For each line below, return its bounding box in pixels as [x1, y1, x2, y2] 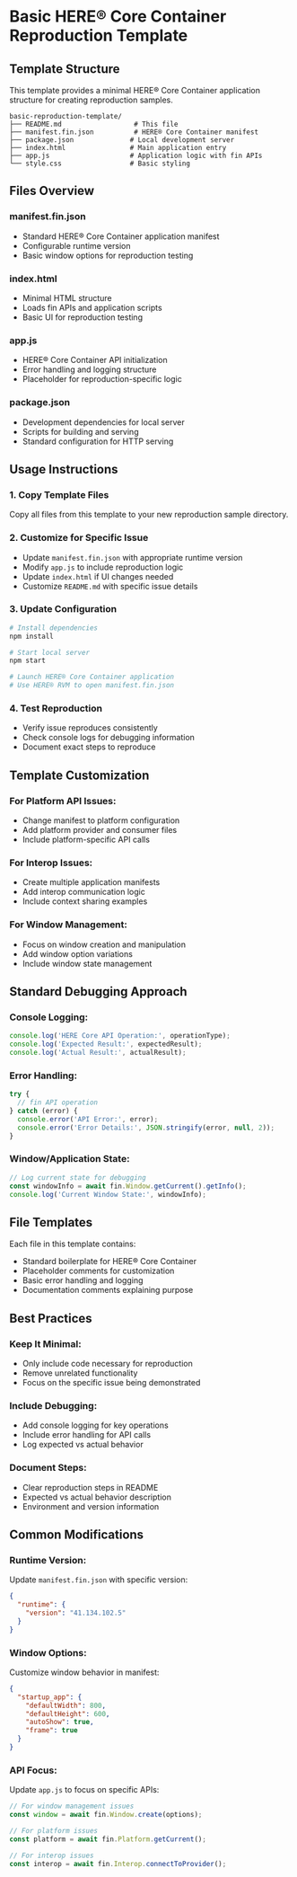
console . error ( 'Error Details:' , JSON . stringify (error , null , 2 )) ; [17, 1123, 275, 1132]
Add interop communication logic [22, 887, 145, 898]
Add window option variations [22, 948, 133, 959]
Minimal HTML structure [22, 292, 112, 303]
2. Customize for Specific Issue [9, 532, 149, 545]
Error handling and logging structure [22, 364, 157, 375]
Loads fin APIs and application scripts [22, 302, 163, 313]
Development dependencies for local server [22, 416, 186, 428]
